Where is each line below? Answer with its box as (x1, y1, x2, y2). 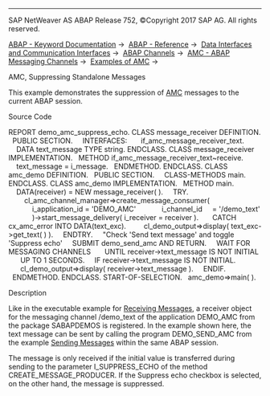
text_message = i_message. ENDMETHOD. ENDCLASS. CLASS (15, 161, 228, 171)
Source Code (8, 112, 52, 121)
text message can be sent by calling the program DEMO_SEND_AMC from (8, 329, 252, 338)
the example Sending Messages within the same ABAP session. (8, 338, 219, 347)
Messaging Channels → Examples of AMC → (8, 57, 159, 66)
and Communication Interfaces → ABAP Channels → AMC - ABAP (8, 48, 231, 57)
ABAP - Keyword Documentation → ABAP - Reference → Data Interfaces (8, 39, 252, 49)
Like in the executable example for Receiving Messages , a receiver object (8, 304, 252, 313)
